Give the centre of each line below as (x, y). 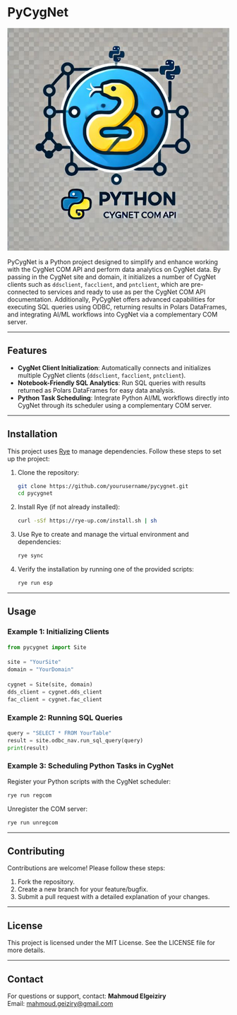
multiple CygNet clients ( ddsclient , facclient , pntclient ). (102, 375)
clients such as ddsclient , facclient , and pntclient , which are (98, 284)
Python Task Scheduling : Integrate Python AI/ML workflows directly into (123, 398)
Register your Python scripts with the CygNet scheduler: (89, 781)
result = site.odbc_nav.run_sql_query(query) (75, 740)
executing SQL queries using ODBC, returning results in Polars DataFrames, (117, 307)
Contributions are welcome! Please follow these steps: (86, 868)
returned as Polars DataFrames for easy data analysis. (96, 390)
